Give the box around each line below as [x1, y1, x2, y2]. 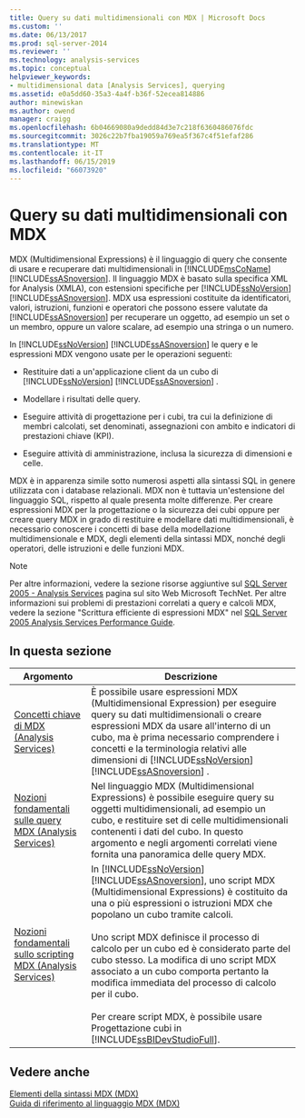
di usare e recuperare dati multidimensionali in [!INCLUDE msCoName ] [9, 264, 271, 275]
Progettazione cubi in [90, 1022, 182, 1034]
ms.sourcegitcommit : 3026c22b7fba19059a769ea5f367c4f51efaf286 [9, 132, 254, 141]
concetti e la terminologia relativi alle [90, 743, 248, 755]
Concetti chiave [14, 708, 82, 721]
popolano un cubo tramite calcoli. [90, 908, 233, 921]
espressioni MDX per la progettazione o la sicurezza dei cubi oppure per [9, 504, 280, 515]
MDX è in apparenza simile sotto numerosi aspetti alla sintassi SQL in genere [9, 475, 296, 486]
